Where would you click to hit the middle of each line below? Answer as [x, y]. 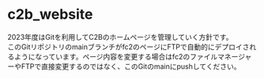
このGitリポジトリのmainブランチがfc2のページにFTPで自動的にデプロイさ [128, 47]
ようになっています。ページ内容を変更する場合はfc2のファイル [116, 56]
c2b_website [50, 14]
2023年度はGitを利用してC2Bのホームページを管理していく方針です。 [120, 37]
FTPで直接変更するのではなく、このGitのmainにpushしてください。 [131, 66]
